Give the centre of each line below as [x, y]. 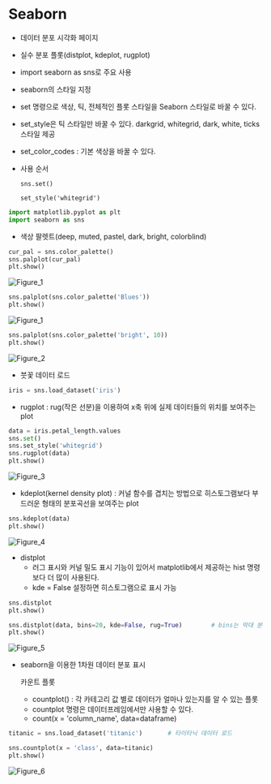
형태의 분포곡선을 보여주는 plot [90, 503]
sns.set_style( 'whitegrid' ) [56, 446]
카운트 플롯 [38, 682]
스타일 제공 [38, 134]
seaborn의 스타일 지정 [55, 89]
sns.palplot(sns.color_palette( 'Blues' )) [79, 297]
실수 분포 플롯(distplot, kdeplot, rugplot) [85, 54]
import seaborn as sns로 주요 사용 [76, 72]
